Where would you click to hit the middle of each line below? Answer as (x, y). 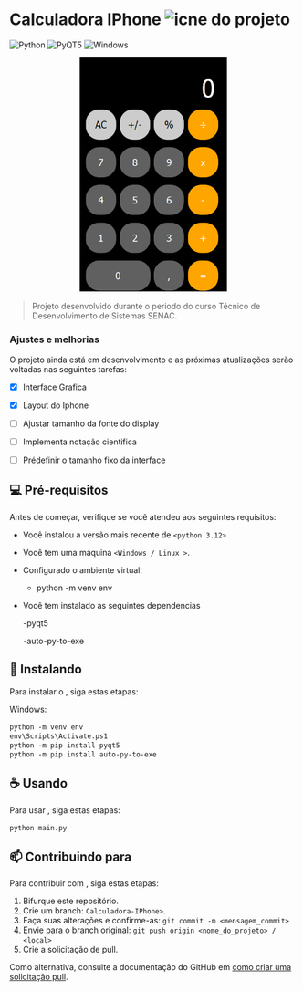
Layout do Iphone (56, 405)
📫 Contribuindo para (71, 856)
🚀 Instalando (46, 669)
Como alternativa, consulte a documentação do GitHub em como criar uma (151, 967)
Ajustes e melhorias (55, 339)
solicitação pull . (39, 977)
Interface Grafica (54, 387)
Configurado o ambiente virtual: (83, 569)
